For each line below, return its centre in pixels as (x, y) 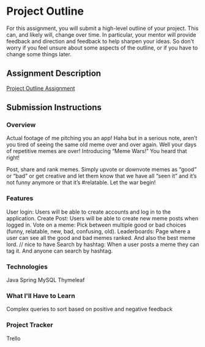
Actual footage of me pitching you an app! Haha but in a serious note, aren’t (102, 138)
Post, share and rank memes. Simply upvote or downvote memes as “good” (102, 170)
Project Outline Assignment (41, 88)
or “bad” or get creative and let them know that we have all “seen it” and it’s (102, 176)
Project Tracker (30, 325)
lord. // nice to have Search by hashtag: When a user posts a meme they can (103, 244)
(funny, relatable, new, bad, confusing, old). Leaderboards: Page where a (99, 231)
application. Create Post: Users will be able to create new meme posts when (102, 218)
